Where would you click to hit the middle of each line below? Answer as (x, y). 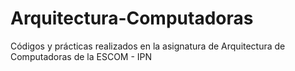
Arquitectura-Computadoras (132, 18)
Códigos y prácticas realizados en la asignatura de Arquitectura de (148, 46)
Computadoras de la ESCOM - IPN (81, 56)
